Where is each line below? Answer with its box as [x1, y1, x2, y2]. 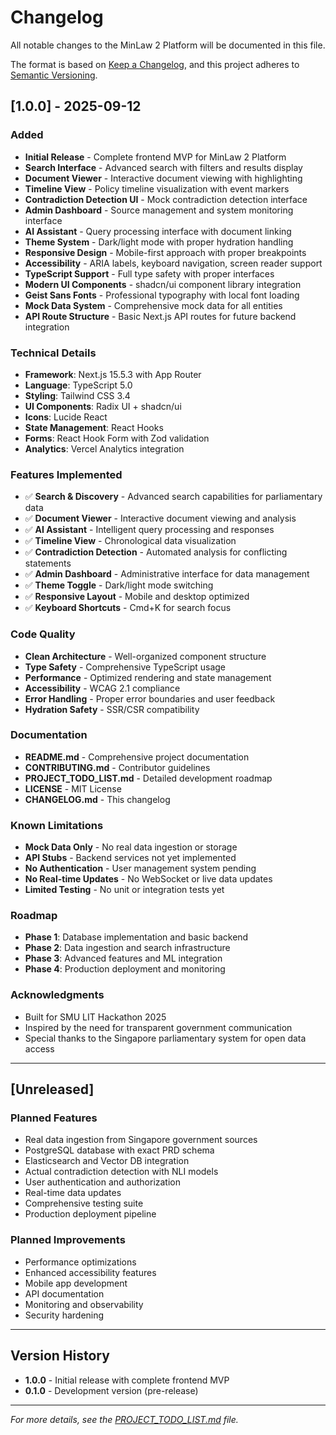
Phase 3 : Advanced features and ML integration [24, 952, 223, 965]
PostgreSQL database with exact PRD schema [24, 1144, 215, 1156]
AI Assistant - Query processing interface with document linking [24, 225, 292, 237]
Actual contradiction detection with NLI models [24, 1166, 219, 1178]
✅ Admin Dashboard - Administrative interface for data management [24, 568, 310, 580]
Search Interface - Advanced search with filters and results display [24, 161, 303, 173]
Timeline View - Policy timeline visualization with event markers [24, 182, 290, 195]
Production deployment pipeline [24, 1208, 157, 1220]
